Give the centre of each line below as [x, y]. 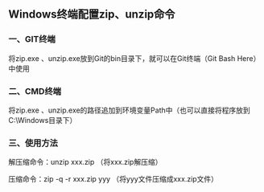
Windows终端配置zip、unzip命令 [92, 14]
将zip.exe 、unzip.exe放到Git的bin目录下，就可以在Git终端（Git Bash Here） [134, 58]
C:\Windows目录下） [43, 120]
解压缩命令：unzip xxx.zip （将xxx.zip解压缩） [85, 162]
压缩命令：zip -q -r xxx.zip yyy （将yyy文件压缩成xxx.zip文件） [113, 179]
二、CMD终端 [35, 91]
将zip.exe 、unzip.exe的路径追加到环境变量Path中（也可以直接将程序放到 [130, 110]
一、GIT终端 [32, 39]
